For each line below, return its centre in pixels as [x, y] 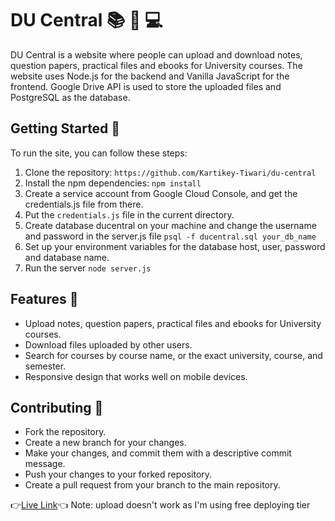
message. [45, 464]
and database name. [67, 257]
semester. [45, 366]
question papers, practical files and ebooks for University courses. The [156, 65]
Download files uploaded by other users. [108, 344]
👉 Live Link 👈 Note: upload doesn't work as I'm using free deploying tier [160, 505]
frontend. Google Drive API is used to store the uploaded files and [146, 86]
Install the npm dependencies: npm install [113, 183]
